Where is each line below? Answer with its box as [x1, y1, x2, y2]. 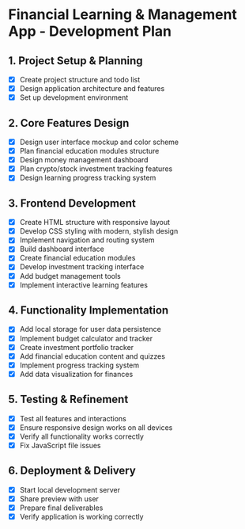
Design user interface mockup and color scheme [19, 137, 179, 147]
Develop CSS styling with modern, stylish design [19, 226, 179, 236]
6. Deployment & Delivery [8, 464, 136, 478]
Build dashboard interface [19, 244, 104, 254]
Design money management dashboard [19, 155, 149, 165]
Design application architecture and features [19, 84, 165, 93]
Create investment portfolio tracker [19, 342, 134, 352]
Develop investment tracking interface [19, 262, 145, 272]
